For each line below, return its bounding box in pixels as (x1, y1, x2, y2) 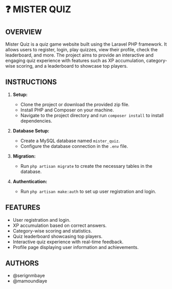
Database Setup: (12, 127, 50, 133)
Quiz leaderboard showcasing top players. (12, 233, 103, 239)
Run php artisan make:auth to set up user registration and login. (20, 188, 157, 195)
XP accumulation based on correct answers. (12, 222, 107, 228)
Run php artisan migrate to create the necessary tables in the (20, 163, 152, 169)
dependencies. (20, 118, 52, 124)
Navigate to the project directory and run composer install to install (20, 112, 164, 118)
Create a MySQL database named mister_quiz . (20, 138, 120, 144)
